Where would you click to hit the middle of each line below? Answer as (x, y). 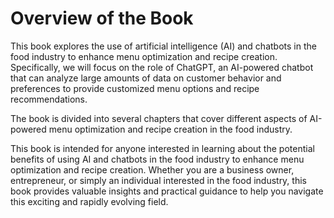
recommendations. (49, 99)
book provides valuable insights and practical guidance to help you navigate (167, 191)
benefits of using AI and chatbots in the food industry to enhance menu (157, 159)
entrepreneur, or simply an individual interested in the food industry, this (158, 180)
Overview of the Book (102, 18)
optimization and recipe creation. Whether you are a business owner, (152, 169)
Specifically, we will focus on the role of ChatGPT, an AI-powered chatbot (162, 67)
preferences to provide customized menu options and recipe (135, 88)
